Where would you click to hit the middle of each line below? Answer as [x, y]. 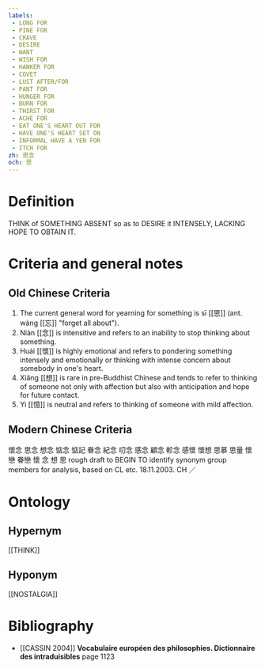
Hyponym [33, 575]
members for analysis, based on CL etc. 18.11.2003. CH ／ [102, 469]
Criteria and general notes [96, 264]
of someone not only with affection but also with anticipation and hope [134, 387]
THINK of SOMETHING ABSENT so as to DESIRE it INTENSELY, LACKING [127, 224]
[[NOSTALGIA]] [33, 594]
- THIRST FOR [33, 111]
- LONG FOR [29, 23]
